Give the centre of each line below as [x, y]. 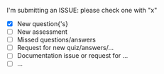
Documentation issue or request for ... [72, 56]
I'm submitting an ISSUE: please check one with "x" [82, 10]
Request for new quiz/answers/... [65, 48]
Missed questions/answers [56, 40]
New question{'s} [43, 24]
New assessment [42, 32]
